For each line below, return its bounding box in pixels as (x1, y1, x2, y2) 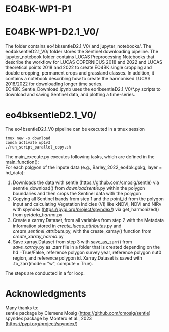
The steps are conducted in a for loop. (5, 270, 85, 276)
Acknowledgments (5, 288, 87, 300)
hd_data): (5, 170, 25, 176)
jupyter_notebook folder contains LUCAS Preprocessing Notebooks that (5, 54, 155, 60)
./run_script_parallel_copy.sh (5, 145, 71, 150)
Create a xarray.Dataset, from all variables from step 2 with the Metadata (12, 217, 164, 224)
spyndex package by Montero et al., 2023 (5, 315, 92, 321)
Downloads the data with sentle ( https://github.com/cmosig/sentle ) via (12, 179, 159, 186)
